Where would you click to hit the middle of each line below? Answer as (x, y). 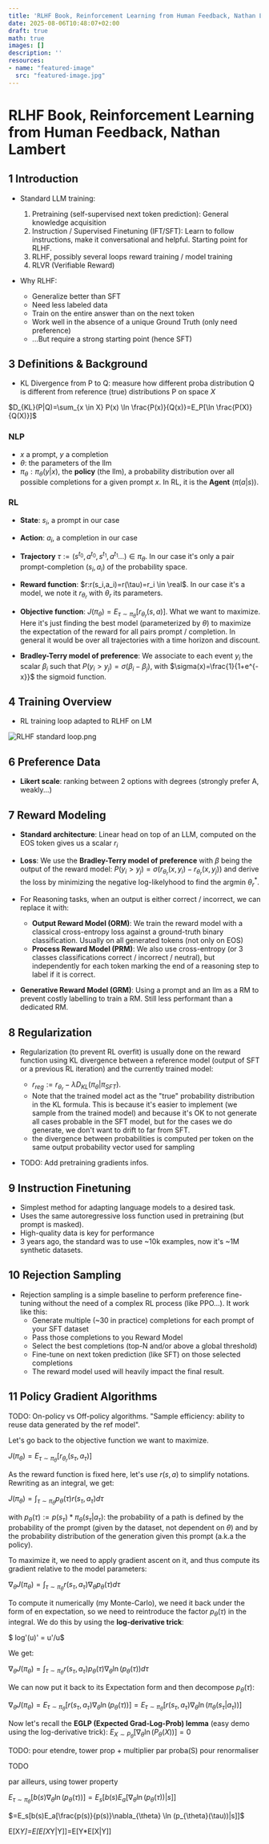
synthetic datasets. (51, 1250)
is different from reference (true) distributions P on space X (118, 392)
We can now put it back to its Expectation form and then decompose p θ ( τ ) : (131, 1688)
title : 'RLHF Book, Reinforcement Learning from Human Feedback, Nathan (132, 16)
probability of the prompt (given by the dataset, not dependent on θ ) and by (133, 1528)
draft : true (28, 31)
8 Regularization (50, 1032)
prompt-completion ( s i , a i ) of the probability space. (104, 567)
